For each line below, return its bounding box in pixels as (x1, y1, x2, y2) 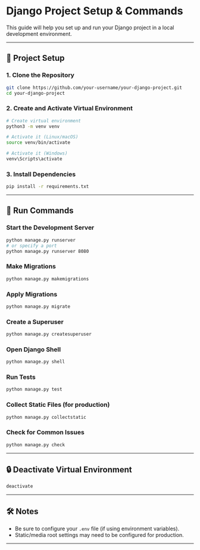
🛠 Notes (6, 506, 39, 517)
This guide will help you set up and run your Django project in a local (6, 24, 174, 31)
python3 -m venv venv (6, 123, 60, 129)
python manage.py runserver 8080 (6, 248, 89, 254)
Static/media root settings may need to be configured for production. (14, 532, 185, 539)
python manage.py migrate (6, 303, 70, 310)
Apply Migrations (6, 290, 58, 298)
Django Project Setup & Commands (6, 4, 183, 18)
